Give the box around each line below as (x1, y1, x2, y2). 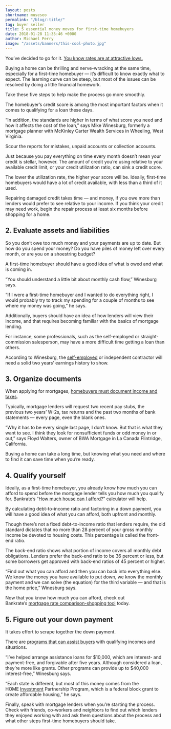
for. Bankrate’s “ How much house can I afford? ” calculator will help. (5, 496, 147, 502)
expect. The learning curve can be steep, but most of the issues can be (5, 76, 156, 82)
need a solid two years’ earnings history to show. (5, 359, 109, 366)
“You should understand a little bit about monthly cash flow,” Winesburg (5, 276, 157, 282)
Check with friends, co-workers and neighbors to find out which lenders (5, 707, 158, 713)
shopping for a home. (5, 211, 51, 217)
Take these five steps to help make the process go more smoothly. (5, 91, 146, 98)
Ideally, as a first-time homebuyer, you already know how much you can (5, 485, 157, 491)
